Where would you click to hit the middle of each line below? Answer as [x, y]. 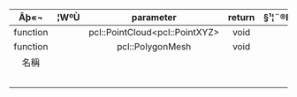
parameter [154, 17]
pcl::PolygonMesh [154, 46]
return [242, 17]
